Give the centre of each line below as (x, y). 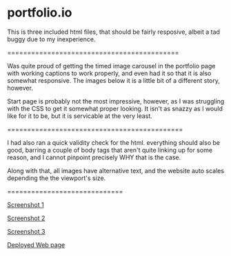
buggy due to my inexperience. (51, 39)
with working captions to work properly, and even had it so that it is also (109, 73)
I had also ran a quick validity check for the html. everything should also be (114, 142)
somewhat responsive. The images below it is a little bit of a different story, (114, 80)
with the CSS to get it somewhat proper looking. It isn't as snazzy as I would (115, 108)
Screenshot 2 (26, 218)
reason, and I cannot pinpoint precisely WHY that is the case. (94, 157)
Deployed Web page (36, 245)
